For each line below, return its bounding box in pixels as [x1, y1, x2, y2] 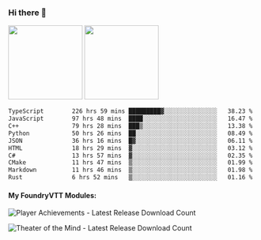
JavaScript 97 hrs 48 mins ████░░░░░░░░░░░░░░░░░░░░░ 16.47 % [8, 114, 253, 123]
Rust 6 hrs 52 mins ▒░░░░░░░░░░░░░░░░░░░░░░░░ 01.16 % [8, 174, 253, 182]
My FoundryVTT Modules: [8, 190, 97, 200]
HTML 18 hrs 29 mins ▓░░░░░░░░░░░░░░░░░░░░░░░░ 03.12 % [8, 144, 253, 152]
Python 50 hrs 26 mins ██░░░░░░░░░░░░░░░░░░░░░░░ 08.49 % [8, 129, 253, 137]
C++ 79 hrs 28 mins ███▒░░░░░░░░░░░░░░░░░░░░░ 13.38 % [8, 122, 253, 130]
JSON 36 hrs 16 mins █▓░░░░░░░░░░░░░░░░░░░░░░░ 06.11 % [8, 137, 253, 144]
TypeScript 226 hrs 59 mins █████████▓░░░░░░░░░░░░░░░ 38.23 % [8, 107, 253, 115]
